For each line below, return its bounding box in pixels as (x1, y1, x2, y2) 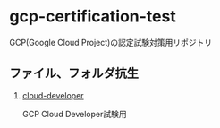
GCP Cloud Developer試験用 (21, 108, 127, 119)
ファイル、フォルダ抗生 (9, 65, 139, 81)
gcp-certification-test (9, 6, 176, 27)
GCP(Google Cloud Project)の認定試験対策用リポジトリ (9, 37, 213, 47)
